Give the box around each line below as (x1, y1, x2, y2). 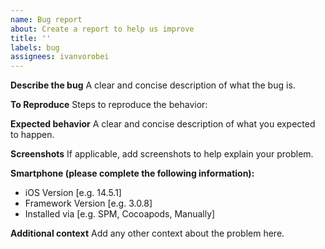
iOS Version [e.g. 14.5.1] (24, 187, 122, 199)
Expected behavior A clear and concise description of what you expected (10, 118, 316, 130)
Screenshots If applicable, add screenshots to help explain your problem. (10, 148, 314, 160)
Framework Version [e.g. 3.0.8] (24, 197, 153, 210)
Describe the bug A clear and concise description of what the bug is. (10, 79, 296, 91)
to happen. (10, 129, 55, 141)
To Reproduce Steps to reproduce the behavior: (10, 99, 208, 111)
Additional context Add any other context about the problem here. (10, 227, 285, 240)
